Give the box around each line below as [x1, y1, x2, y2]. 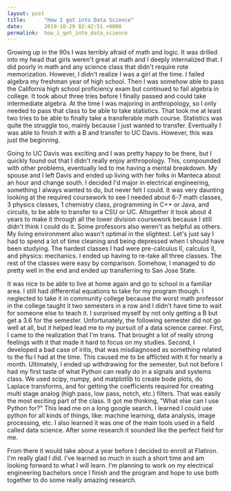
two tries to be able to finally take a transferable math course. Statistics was [7, 114, 223, 123]
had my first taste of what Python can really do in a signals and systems [7, 368, 212, 376]
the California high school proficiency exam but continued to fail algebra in [7, 85, 219, 93]
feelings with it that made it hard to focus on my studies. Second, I [7, 338, 195, 346]
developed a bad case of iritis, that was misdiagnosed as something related [7, 346, 222, 354]
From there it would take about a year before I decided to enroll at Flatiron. [7, 447, 219, 455]
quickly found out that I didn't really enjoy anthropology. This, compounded [7, 156, 221, 165]
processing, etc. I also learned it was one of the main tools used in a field [7, 419, 215, 427]
